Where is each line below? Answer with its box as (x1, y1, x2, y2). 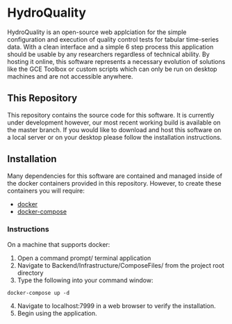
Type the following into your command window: (17, 276, 154, 284)
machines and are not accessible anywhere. (7, 72, 133, 81)
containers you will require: (7, 186, 85, 195)
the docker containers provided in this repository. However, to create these (7, 179, 222, 187)
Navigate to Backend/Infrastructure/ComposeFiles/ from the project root (17, 261, 224, 269)
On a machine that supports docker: (7, 240, 110, 248)
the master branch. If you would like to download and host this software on (7, 125, 222, 133)
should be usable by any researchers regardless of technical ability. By (7, 50, 210, 58)
